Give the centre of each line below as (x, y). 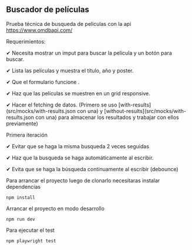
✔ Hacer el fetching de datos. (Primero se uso (62, 105)
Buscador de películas (48, 10)
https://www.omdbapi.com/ (39, 30)
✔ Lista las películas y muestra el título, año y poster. (70, 71)
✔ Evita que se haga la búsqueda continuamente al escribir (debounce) (92, 169)
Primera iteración (27, 135)
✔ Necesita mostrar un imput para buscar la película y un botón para (89, 53)
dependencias (23, 186)
